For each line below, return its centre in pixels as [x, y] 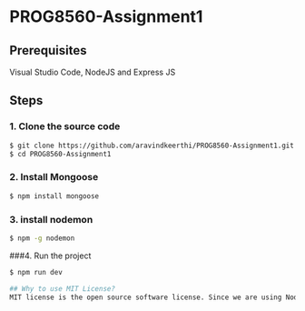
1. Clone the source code [65, 126]
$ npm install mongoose [54, 196]
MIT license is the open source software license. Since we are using [146, 297]
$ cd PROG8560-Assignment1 [60, 154]
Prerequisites [48, 50]
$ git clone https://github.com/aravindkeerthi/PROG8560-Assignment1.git [152, 145]
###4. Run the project [50, 256]
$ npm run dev [36, 272]
